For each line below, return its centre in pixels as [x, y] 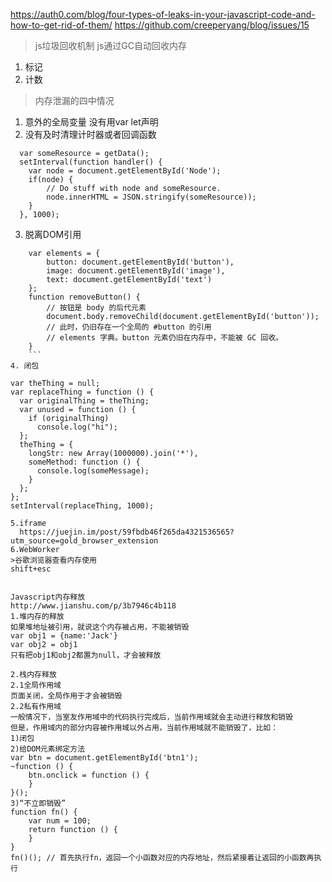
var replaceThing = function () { [82, 392]
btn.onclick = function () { [89, 775]
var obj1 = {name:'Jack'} [64, 636]
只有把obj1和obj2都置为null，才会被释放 [86, 655]
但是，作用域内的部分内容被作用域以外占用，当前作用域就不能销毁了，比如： [144, 728]
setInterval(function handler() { [91, 162]
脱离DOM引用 [53, 234]
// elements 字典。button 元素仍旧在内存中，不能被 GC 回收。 [164, 338]
